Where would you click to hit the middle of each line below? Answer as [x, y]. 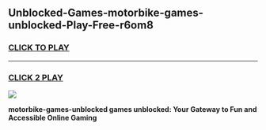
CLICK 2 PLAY [36, 77]
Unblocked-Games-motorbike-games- [106, 13]
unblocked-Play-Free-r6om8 [81, 26]
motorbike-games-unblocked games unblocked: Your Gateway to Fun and [133, 109]
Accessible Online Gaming [53, 117]
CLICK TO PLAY [39, 48]
